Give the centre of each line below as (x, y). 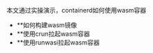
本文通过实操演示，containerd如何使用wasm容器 (76, 10)
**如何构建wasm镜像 (47, 25)
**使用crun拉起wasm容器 (53, 34)
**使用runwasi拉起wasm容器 (58, 43)
